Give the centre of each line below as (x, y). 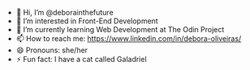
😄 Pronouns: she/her (52, 50)
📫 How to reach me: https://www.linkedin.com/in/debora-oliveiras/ (129, 39)
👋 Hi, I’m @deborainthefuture (65, 12)
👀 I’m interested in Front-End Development (87, 21)
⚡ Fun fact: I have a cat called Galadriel (82, 59)
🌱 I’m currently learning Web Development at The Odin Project (120, 29)
